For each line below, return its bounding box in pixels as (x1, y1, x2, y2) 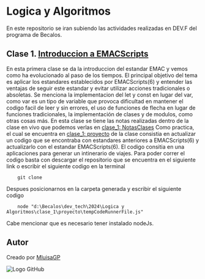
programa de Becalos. (6, 31, 62, 38)
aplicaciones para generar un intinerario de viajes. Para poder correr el (6, 149, 185, 157)
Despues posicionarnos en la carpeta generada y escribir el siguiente (6, 185, 182, 192)
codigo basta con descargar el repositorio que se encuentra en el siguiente (6, 156, 196, 163)
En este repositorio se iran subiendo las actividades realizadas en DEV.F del (6, 24, 197, 32)
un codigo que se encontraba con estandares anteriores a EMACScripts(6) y (6, 136, 199, 144)
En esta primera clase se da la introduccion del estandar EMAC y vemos (6, 65, 188, 72)
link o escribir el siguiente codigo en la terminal (6, 162, 125, 169)
